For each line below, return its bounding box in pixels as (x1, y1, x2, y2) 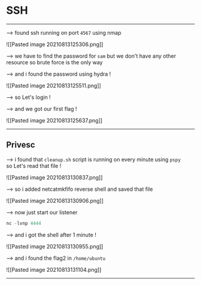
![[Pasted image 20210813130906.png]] (6, 197, 103, 204)
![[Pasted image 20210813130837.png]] (6, 173, 103, 181)
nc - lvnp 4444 (6, 220, 42, 226)
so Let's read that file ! (6, 162, 62, 169)
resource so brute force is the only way (6, 58, 103, 66)
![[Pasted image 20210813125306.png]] (6, 40, 103, 48)
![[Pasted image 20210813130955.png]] (6, 242, 103, 250)
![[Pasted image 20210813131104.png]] (6, 266, 102, 273)
